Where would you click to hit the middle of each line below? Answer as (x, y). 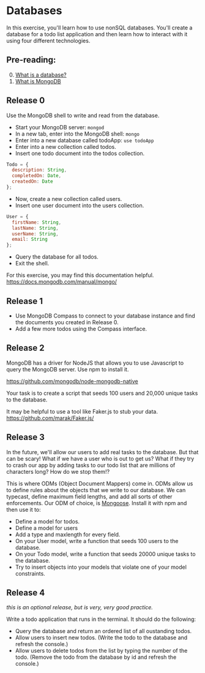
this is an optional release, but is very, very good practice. (80, 607)
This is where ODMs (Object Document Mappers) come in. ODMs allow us (100, 483)
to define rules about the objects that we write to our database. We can (96, 490)
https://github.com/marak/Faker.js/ (50, 418)
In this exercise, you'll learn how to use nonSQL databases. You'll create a (99, 28)
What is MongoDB (38, 81)
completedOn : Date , (37, 176)
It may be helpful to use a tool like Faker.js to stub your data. (82, 411)
